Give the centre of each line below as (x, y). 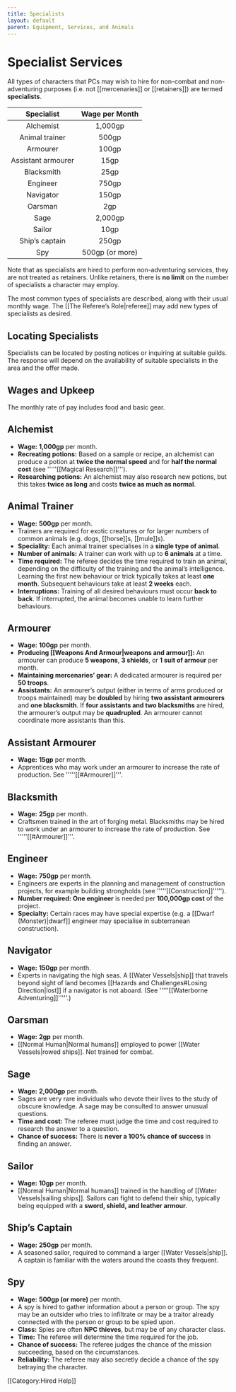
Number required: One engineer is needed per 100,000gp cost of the (120, 898)
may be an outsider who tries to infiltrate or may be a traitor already (116, 1314)
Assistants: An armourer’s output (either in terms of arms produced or (120, 690)
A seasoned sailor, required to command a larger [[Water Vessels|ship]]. (123, 1252)
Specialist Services (65, 62)
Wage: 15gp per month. (52, 760)
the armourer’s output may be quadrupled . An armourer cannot (110, 713)
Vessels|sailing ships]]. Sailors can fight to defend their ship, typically (119, 1198)
